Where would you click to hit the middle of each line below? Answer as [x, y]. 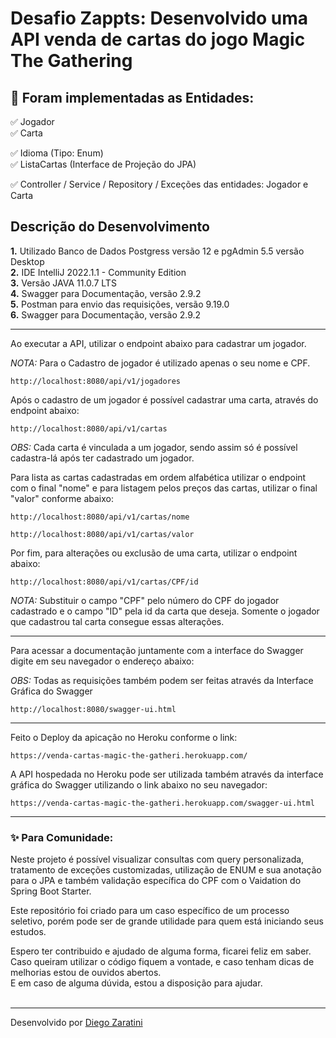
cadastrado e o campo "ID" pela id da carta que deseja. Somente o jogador [165, 611]
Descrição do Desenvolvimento [110, 227]
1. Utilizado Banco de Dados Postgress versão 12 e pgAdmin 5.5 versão [157, 251]
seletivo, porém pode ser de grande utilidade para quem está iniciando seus [167, 921]
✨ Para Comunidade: [62, 837]
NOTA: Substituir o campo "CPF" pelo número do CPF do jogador [145, 600]
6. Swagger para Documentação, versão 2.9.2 [106, 314]
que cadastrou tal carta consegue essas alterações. [117, 621]
